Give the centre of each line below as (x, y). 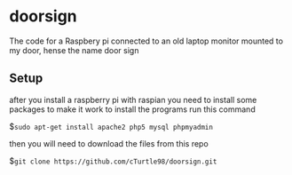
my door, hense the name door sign (74, 50)
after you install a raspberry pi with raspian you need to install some (133, 99)
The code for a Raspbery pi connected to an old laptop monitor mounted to (146, 41)
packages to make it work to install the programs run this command (132, 109)
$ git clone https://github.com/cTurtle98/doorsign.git (113, 161)
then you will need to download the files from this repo (109, 143)
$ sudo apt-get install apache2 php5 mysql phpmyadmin (111, 126)
